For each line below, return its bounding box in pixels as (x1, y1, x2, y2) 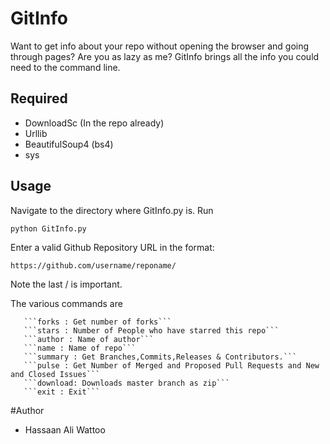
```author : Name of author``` (23, 334, 155, 344)
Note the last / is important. (10, 278, 123, 290)
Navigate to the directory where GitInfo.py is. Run (10, 204, 214, 216)
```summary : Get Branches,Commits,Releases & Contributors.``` (23, 352, 298, 362)
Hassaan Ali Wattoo (24, 423, 106, 436)
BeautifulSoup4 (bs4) (24, 138, 114, 150)
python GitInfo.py (10, 223, 87, 234)
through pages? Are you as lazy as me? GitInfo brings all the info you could (10, 50, 320, 62)
